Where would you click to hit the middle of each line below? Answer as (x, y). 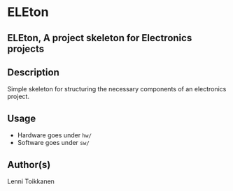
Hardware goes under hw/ (55, 135)
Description (33, 72)
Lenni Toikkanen (31, 181)
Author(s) (29, 165)
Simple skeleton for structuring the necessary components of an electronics (117, 89)
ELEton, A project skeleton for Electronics (100, 38)
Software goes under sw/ (53, 143)
